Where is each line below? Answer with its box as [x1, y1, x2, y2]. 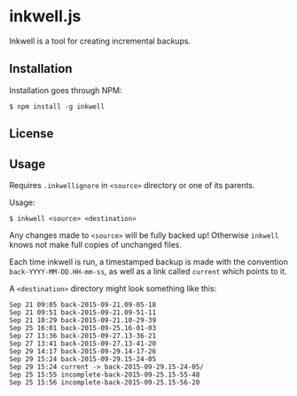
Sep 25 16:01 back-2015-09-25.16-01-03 [9, 323, 157, 332]
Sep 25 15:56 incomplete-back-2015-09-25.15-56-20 [9, 377, 200, 387]
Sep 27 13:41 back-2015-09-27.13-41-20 [9, 339, 157, 348]
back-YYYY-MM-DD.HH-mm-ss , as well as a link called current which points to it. [9, 265, 287, 276]
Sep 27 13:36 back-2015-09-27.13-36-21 [9, 331, 157, 340]
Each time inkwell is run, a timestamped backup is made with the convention [9, 256, 288, 267]
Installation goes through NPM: [9, 84, 122, 95]
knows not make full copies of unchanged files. [9, 239, 182, 249]
